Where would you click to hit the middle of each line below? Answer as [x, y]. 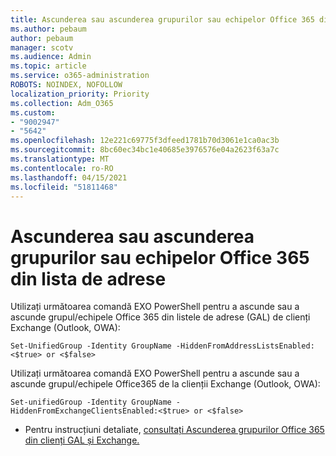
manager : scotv [42, 47]
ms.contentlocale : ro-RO [62, 168]
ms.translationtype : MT [60, 159]
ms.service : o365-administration [80, 76]
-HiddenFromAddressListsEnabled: [245, 346]
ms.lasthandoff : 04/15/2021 [69, 177]
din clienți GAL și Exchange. [82, 440]
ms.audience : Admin [51, 57]
